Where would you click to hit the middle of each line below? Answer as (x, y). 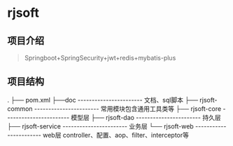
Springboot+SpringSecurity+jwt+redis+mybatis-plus (100, 58)
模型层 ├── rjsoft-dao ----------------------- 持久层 (146, 117)
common (20, 108)
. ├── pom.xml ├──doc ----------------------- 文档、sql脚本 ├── (103, 100)
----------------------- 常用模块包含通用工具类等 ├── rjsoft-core (128, 108)
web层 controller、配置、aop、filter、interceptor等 (116, 135)
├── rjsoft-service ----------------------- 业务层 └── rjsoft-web (100, 126)
